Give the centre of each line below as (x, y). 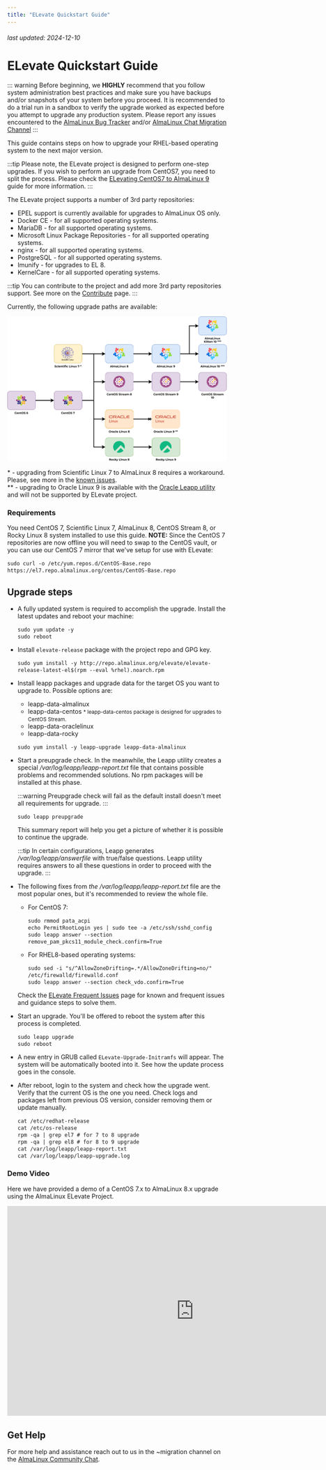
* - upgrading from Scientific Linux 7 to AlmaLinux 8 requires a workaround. (116, 473)
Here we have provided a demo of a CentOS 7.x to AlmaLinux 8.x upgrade (113, 1189)
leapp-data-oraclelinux (61, 726)
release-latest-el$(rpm (52, 671)
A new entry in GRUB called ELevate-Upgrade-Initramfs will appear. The (121, 1057)
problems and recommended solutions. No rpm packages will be (110, 775)
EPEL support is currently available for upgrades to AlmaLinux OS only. (119, 213)
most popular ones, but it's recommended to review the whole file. (112, 894)
